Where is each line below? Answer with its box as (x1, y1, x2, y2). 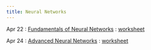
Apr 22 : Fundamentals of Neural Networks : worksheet (6, 25, 145, 33)
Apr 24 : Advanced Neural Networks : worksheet (6, 37, 128, 44)
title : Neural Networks (6, 8, 67, 15)
